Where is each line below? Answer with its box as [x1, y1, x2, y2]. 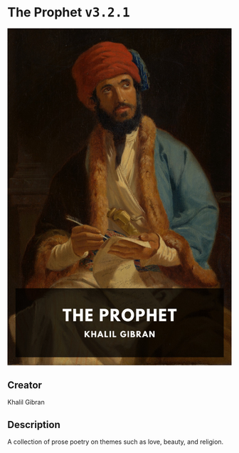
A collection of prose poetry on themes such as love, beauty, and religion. [7, 437, 224, 446]
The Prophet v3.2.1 [7, 4, 130, 21]
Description [7, 418, 60, 431]
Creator [7, 379, 43, 392]
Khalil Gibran [7, 398, 45, 407]
